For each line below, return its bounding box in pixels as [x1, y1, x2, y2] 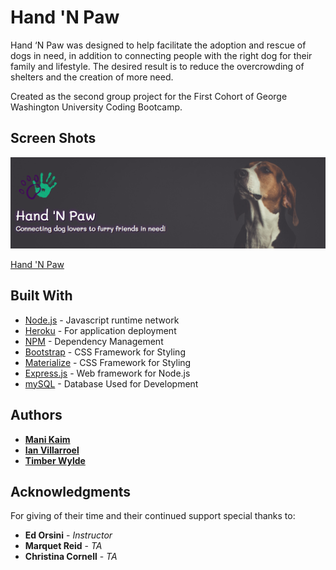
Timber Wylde [24, 454, 86, 466]
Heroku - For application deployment [24, 324, 177, 336]
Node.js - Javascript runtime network [24, 314, 180, 326]
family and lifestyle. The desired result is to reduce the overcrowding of [10, 60, 305, 72]
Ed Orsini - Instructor [24, 529, 113, 541]
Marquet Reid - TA [24, 540, 103, 552]
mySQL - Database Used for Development [24, 377, 199, 390]
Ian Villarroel [24, 444, 80, 456]
